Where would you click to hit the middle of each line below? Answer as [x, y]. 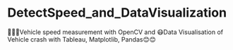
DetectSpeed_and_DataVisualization [117, 13]
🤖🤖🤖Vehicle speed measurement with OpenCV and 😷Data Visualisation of [115, 32]
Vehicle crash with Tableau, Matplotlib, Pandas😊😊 [82, 39]
